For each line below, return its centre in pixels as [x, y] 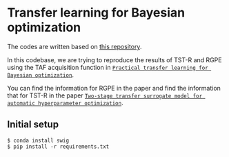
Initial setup [33, 125]
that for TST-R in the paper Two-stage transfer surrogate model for [105, 95]
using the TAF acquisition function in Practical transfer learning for [108, 67]
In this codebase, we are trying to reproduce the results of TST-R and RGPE [114, 59]
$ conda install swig [38, 140]
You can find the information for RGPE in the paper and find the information [114, 88]
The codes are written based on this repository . [74, 46]
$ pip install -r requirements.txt [58, 147]
